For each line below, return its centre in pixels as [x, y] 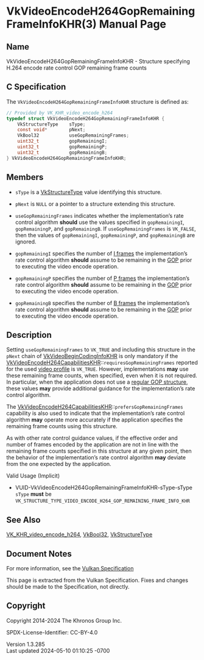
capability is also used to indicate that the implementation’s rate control [96, 414]
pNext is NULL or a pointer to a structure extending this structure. [95, 204]
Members [25, 177]
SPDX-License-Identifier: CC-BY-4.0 [52, 632]
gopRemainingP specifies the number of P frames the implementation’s [102, 278]
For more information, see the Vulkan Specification [70, 568]
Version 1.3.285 [26, 644]
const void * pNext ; [51, 130]
